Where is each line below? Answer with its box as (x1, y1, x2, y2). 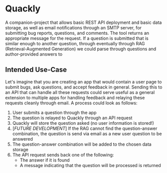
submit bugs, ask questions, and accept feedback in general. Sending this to (5, 84, 163, 90)
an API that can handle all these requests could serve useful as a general (5, 89, 155, 95)
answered (12, 136, 33, 142)
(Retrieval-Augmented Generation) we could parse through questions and (5, 46, 157, 52)
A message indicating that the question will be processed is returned (19, 162, 161, 168)
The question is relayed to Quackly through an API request (12, 115, 133, 121)
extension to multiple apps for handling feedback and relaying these (5, 94, 145, 100)
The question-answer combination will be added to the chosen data (12, 141, 152, 147)
